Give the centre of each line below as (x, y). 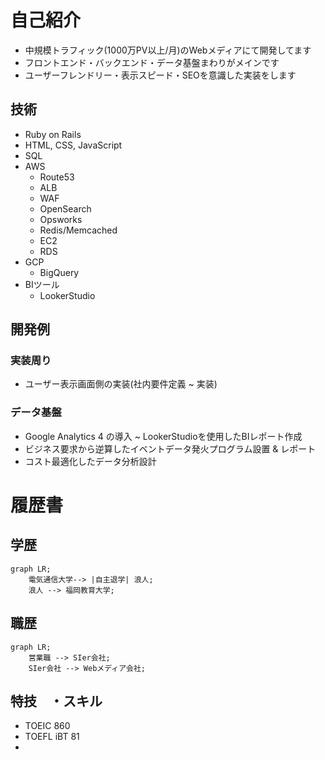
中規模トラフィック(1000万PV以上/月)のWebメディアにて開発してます (168, 50)
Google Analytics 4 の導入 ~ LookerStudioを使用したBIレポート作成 (163, 436)
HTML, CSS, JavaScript (73, 145)
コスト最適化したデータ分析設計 (90, 461)
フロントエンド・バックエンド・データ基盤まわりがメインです (152, 62)
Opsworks (61, 219)
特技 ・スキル (56, 701)
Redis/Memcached (78, 230)
